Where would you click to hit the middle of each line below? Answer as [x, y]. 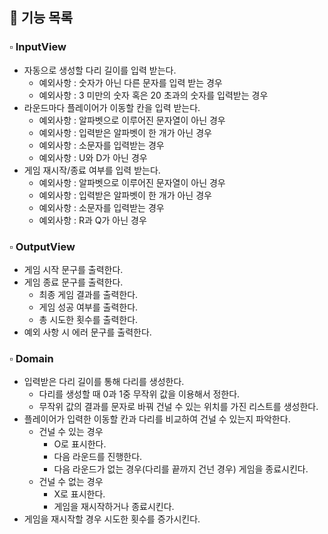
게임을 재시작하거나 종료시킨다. [114, 507]
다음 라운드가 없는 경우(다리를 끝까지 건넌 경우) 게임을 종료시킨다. [181, 469]
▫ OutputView [42, 246]
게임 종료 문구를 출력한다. [73, 282]
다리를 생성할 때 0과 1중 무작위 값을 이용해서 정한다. [139, 394]
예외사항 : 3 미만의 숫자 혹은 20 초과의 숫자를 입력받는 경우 [153, 95]
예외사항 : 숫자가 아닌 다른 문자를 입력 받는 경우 [130, 82]
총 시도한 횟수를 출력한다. [88, 319]
